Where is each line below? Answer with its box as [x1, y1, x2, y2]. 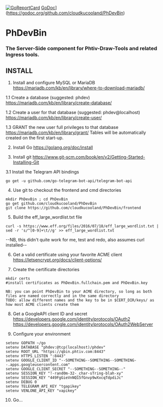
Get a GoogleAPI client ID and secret [12, 310, 88, 317]
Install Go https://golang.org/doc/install [12, 144, 93, 150]
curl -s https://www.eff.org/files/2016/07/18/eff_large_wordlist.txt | [5, 224, 159, 229]
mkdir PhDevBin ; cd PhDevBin [5, 196, 68, 202]
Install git [12, 154, 32, 160]
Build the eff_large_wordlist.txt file [12, 214, 82, 220]
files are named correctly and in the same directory [5, 293, 119, 298]
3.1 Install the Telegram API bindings [5, 169, 79, 174]
